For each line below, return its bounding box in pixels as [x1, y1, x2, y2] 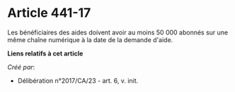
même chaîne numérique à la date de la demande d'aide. [7, 35, 173, 44]
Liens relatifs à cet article [7, 49, 84, 58]
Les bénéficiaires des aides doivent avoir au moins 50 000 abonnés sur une [7, 28, 229, 37]
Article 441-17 [7, 5, 91, 21]
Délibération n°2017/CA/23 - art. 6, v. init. [17, 76, 139, 85]
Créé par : [7, 63, 35, 71]
